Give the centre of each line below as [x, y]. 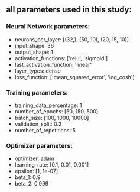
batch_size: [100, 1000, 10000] [52, 118]
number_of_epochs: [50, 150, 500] [56, 111]
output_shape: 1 [34, 52]
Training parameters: [37, 92]
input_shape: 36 [34, 45]
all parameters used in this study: [69, 10]
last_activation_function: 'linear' [53, 64]
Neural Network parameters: [48, 27]
